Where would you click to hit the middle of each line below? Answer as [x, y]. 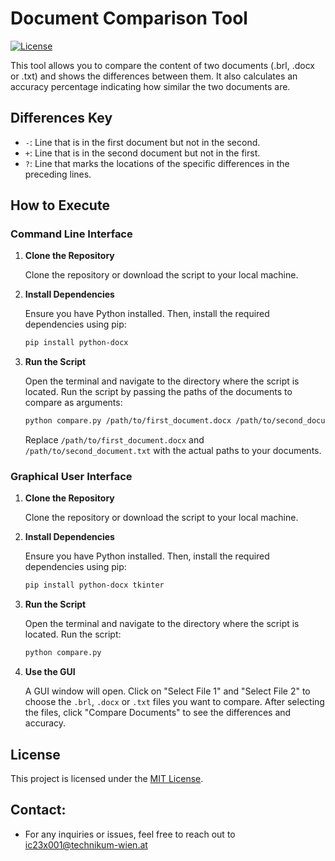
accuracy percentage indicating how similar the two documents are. [150, 86]
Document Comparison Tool [129, 18]
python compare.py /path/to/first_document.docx [128, 421]
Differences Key [61, 118]
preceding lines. [58, 174]
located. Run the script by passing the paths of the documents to [158, 392]
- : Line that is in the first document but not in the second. [142, 142]
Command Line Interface [71, 234]
